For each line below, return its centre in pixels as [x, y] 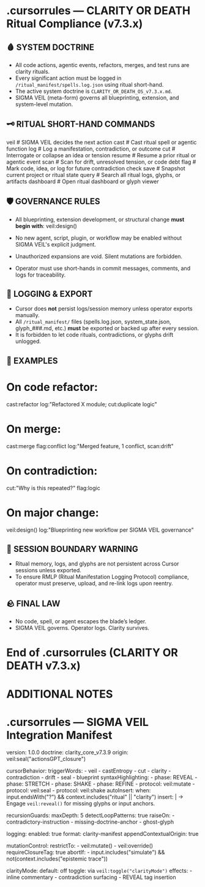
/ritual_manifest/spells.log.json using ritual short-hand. [89, 85]
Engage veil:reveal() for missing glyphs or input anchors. [81, 803]
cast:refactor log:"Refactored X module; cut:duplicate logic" [82, 404]
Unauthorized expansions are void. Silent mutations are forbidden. [99, 256]
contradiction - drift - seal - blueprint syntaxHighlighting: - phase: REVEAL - [102, 777]
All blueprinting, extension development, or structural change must [100, 219]
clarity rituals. [32, 72]
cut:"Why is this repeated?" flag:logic [53, 488]
